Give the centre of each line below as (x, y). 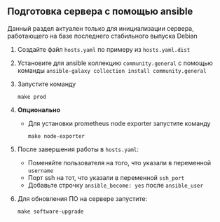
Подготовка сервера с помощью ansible (100, 12)
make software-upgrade (50, 211)
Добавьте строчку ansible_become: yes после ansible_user (116, 185)
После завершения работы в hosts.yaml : (78, 149)
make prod (32, 97)
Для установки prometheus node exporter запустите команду (119, 123)
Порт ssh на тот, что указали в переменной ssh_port (106, 177)
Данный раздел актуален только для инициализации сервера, (101, 28)
